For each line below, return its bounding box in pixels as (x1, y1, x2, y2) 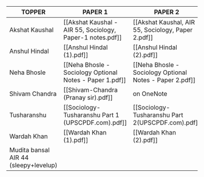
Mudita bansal (9, 146, 50, 154)
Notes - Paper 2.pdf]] (132, 76, 196, 84)
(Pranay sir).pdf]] (63, 94, 114, 102)
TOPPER (21, 8, 46, 16)
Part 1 (101, 111, 120, 119)
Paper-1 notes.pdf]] (63, 33, 122, 41)
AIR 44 (9, 153, 29, 162)
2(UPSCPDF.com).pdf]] (132, 119, 201, 127)
